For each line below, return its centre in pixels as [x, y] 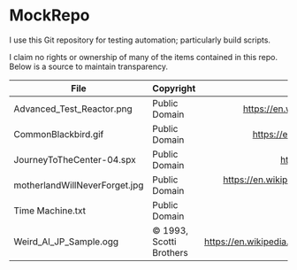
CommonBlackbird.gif [59, 134]
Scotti [164, 242]
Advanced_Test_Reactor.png [73, 109]
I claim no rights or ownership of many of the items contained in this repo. [144, 57]
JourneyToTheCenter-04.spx [75, 159]
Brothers [170, 252]
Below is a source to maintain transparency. [89, 66]
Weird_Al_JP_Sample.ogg [66, 242]
